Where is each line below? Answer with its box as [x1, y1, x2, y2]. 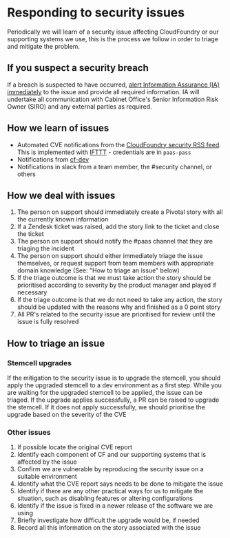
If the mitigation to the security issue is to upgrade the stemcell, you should [7, 374, 221, 383]
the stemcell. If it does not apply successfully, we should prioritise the [7, 403, 205, 411]
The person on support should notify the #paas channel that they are [17, 237, 213, 246]
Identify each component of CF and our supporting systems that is [17, 451, 207, 459]
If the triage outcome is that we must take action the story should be [17, 274, 211, 282]
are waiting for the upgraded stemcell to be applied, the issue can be [7, 389, 203, 397]
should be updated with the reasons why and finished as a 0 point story [17, 303, 221, 311]
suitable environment [17, 473, 77, 481]
